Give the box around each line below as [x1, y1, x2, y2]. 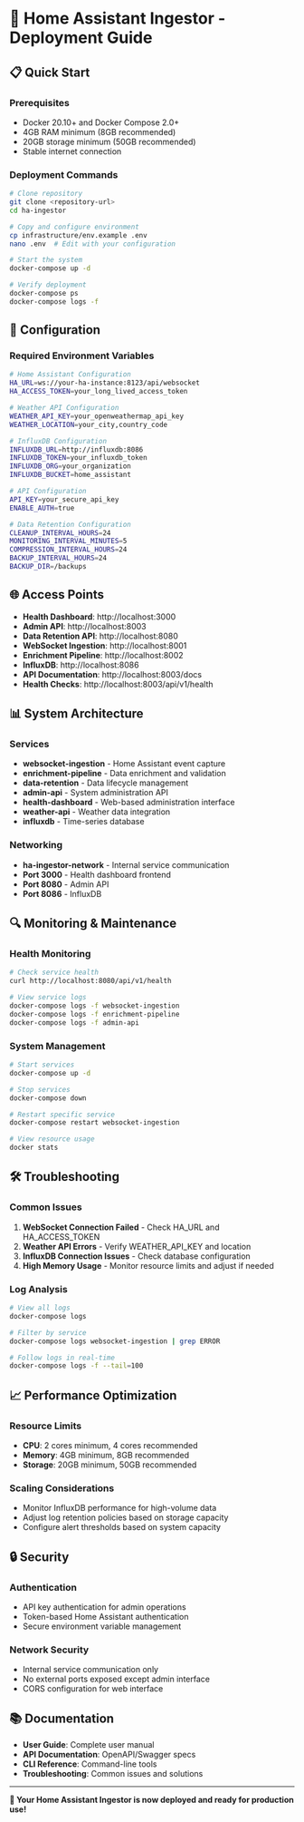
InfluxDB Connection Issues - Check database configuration [22, 1251, 251, 1262]
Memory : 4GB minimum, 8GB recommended [22, 1449, 190, 1460]
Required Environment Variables [9, 349, 155, 362]
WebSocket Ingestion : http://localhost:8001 [22, 639, 187, 651]
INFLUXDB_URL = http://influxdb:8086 [9, 444, 144, 454]
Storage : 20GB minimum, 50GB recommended [22, 1459, 197, 1470]
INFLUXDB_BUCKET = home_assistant [9, 471, 131, 480]
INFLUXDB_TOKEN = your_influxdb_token [9, 453, 147, 463]
